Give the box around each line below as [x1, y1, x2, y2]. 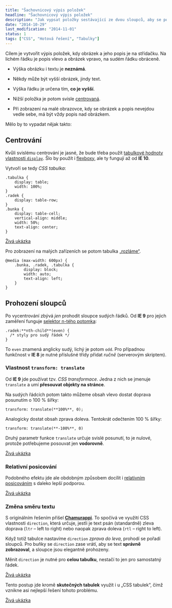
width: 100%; [14, 184, 42, 189]
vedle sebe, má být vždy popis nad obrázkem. [12, 111, 111, 117]
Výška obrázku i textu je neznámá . [12, 65, 87, 72]
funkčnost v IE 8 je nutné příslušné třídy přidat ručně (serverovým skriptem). [5, 351, 166, 357]
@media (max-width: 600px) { [5, 258, 68, 263]
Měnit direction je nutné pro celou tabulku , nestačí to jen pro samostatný [5, 557, 162, 563]
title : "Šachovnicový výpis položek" [5, 7, 86, 13]
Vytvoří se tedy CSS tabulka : [5, 165, 67, 171]
